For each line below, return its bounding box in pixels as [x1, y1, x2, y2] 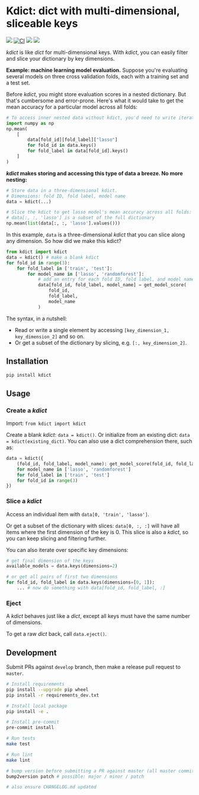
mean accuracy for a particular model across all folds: [6, 103, 138, 111]
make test [6, 741, 31, 747]
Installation [6, 357, 49, 367]
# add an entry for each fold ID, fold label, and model [37, 276, 182, 283]
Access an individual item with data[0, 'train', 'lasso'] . [6, 510, 150, 518]
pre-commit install [6, 725, 54, 731]
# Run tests [6, 736, 36, 742]
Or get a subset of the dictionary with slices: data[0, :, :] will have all [6, 522, 179, 529]
